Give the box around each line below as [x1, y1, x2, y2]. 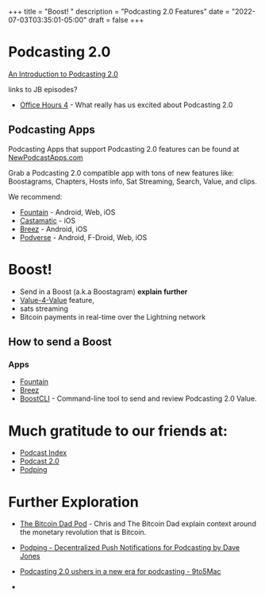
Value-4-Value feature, [19, 295, 95, 304]
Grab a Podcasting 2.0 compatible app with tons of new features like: [8, 168, 234, 177]
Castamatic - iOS [19, 215, 76, 225]
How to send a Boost [8, 335, 113, 349]
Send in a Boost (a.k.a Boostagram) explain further [19, 286, 188, 297]
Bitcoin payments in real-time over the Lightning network [19, 312, 206, 321]
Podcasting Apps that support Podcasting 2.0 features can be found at [8, 144, 240, 153]
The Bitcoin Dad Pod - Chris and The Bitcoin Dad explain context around [19, 519, 256, 529]
